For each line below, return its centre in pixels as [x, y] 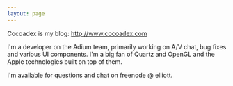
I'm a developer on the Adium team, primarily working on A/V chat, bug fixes [117, 46]
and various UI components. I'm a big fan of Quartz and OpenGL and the [111, 54]
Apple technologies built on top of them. [65, 61]
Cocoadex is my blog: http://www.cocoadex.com [77, 33]
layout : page [26, 14]
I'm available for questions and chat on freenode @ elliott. [90, 75]
